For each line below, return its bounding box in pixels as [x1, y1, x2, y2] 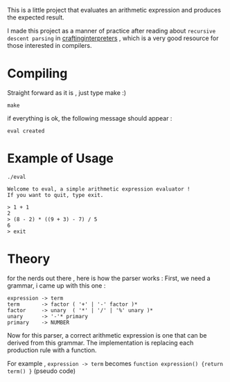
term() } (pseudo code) [7, 367, 76, 375]
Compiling [7, 66, 68, 82]
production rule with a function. [7, 346, 97, 354]
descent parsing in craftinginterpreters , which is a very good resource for [7, 34, 219, 42]
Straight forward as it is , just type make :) [7, 88, 127, 96]
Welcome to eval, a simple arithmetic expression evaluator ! [7, 185, 191, 193]
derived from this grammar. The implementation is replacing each [7, 338, 194, 347]
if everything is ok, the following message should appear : [7, 114, 172, 122]
